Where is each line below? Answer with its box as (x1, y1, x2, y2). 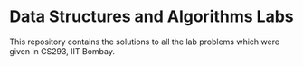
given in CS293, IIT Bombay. (9, 45, 116, 56)
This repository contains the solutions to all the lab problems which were (9, 36, 280, 47)
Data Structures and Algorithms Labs (9, 6, 294, 27)
